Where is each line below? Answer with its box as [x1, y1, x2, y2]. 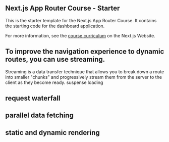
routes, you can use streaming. [5, 55, 105, 64]
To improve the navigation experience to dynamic [5, 48, 164, 56]
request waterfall [5, 94, 61, 103]
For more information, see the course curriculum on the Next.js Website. [5, 32, 155, 38]
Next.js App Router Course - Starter [5, 4, 120, 13]
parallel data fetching [5, 111, 74, 120]
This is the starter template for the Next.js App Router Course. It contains [5, 17, 157, 23]
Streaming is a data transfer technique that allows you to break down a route [5, 68, 164, 75]
